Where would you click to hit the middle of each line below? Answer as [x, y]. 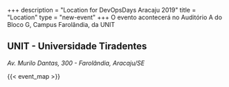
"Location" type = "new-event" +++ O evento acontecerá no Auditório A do [115, 17]
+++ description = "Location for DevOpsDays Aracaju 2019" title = [102, 10]
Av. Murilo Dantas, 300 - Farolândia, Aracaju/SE [76, 63]
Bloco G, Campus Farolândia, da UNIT [61, 25]
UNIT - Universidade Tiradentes [77, 47]
